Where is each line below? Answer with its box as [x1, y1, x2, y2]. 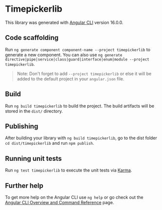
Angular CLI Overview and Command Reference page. [5, 200, 114, 205]
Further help [5, 181, 44, 190]
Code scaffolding [5, 34, 59, 42]
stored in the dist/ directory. [5, 108, 63, 114]
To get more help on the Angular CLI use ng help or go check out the [5, 194, 143, 200]
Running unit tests [5, 154, 62, 163]
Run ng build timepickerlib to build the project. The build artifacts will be [5, 103, 155, 109]
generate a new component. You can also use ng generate [5, 52, 122, 57]
